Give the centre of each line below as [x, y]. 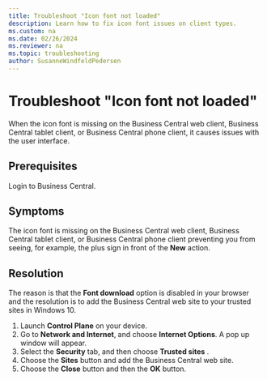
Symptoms [36, 211]
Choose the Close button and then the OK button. [103, 369]
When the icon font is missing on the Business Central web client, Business [133, 123]
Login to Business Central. [52, 186]
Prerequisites [43, 167]
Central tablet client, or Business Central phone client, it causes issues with [134, 132]
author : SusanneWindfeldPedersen [65, 62]
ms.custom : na [32, 31]
